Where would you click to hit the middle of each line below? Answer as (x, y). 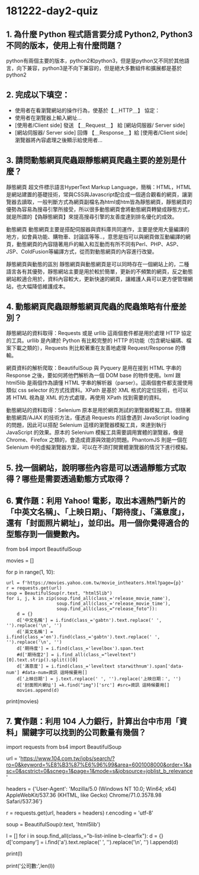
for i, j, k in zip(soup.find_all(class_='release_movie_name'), (88, 598)
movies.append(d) (38, 690)
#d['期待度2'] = (36, 654)
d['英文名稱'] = (35, 632)
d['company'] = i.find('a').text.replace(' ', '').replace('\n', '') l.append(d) (92, 842)
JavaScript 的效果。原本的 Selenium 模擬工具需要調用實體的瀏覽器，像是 (95, 432)
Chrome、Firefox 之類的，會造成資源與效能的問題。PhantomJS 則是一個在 (97, 440)
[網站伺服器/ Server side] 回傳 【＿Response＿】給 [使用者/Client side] (101, 132)
